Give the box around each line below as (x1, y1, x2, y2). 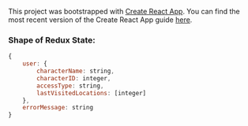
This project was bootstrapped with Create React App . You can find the (8, 7, 240, 16)
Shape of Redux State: (8, 35, 96, 46)
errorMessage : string (22, 104, 93, 112)
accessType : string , (36, 82, 104, 90)
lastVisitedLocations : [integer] (36, 89, 147, 97)
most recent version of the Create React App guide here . (8, 15, 193, 24)
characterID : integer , (36, 74, 111, 82)
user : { (22, 60, 47, 68)
